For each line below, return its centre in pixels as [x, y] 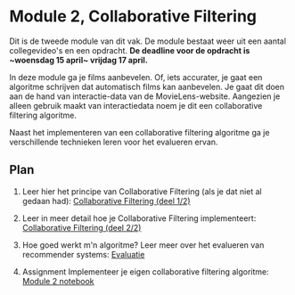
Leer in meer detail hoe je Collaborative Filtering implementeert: [139, 218]
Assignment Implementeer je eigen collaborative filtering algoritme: [145, 271]
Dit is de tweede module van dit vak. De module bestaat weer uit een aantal [148, 41]
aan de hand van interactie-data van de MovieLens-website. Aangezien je [145, 96]
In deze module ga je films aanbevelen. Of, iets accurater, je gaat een [136, 77]
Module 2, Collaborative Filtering [133, 16]
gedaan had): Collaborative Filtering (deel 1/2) [106, 201]
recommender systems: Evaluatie [83, 254]
